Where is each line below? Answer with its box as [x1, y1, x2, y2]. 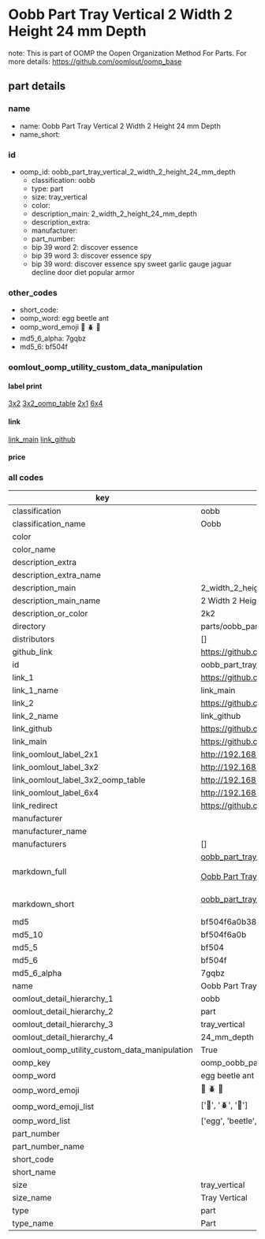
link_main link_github [8, 434, 77, 444]
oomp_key [12, 1058, 51, 1069]
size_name [12, 1192, 52, 1204]
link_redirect [12, 800, 58, 811]
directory [12, 621, 46, 632]
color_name [12, 544, 56, 555]
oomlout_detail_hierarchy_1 [12, 993, 114, 1004]
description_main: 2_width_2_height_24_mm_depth [31, 209, 197, 218]
